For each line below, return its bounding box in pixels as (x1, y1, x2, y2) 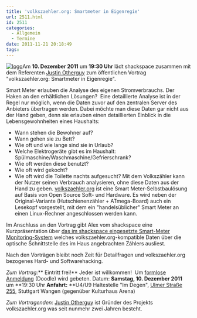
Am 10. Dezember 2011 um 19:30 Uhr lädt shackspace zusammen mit (22, 63, 191, 70)
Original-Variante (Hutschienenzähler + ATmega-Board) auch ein (14, 197, 171, 204)
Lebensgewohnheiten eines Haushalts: (6, 118, 100, 125)
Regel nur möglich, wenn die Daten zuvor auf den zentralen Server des (6, 99, 178, 106)
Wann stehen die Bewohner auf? (14, 129, 93, 136)
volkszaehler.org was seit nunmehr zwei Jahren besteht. (6, 305, 142, 312)
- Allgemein (11, 30, 41, 36)
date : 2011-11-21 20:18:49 (6, 42, 72, 47)
